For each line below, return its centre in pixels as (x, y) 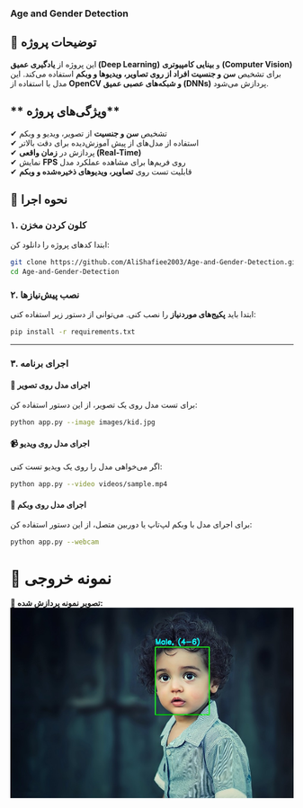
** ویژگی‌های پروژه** (65, 112)
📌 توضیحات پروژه (53, 43)
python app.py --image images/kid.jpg (83, 422)
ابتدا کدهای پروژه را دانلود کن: (60, 244)
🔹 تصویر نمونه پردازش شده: (57, 603)
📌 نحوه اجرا (39, 199)
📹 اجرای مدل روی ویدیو (50, 443)
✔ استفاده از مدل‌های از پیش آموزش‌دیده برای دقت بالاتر (105, 143)
